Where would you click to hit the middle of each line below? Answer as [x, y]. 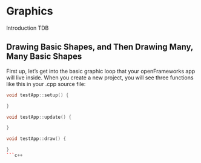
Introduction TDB [28, 28]
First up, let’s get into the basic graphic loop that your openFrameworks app [101, 71]
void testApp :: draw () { [36, 139]
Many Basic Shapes [44, 57]
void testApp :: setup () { [38, 95]
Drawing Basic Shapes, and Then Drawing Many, [100, 47]
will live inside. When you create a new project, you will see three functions [100, 78]
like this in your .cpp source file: [46, 84]
